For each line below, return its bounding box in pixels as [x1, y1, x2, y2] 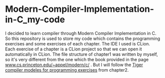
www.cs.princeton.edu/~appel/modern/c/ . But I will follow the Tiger [5, 62, 143, 68]
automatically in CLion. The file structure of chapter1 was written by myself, [5, 51, 158, 57]
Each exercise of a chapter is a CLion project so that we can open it [5, 46, 142, 52]
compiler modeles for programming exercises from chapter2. [5, 67, 129, 73]
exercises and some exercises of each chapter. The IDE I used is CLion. [5, 40, 150, 46]
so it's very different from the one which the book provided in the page [5, 56, 149, 62]
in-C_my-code [5, 14, 65, 25]
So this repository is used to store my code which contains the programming [5, 36, 161, 41]
